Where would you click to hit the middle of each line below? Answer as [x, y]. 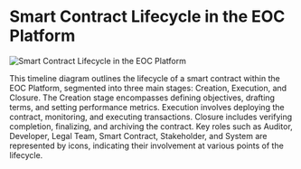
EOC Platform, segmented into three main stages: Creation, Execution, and [148, 88]
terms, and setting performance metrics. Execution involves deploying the [147, 107]
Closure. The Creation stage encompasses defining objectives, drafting [142, 98]
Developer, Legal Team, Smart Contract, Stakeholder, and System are [139, 136]
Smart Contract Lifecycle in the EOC [147, 17]
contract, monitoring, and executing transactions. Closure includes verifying [151, 117]
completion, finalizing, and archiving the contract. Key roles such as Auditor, [151, 126]
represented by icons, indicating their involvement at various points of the [147, 146]
